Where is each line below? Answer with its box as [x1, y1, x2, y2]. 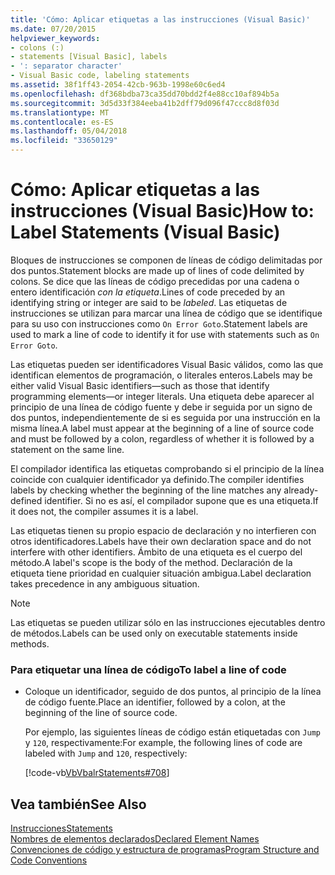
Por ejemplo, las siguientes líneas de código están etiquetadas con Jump [24, 726, 321, 738]
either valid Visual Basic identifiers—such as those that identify [10, 379, 270, 391]
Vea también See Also [10, 796, 147, 813]
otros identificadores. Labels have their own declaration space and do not [10, 535, 312, 547]
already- [283, 484, 319, 496]
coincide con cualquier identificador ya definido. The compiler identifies [10, 473, 305, 485]
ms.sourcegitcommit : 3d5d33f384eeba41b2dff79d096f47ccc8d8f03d [10, 98, 280, 108]
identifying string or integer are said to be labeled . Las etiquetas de [10, 296, 288, 308]
